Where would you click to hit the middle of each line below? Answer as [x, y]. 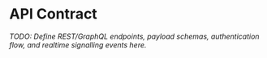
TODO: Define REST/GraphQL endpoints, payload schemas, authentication [134, 36]
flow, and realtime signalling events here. [78, 44]
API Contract [54, 14]
